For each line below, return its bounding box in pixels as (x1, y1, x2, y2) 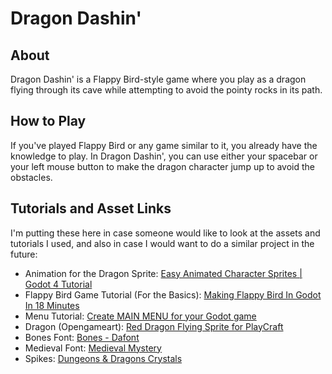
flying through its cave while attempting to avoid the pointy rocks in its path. (10, 84, 323, 96)
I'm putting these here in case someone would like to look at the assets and (10, 227, 321, 239)
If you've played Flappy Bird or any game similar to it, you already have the (10, 139, 318, 151)
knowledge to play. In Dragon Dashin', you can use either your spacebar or (10, 150, 318, 162)
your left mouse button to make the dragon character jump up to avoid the (10, 160, 316, 172)
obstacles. (10, 171, 53, 183)
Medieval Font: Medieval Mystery (24, 342, 162, 354)
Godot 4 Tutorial (24, 278, 93, 290)
